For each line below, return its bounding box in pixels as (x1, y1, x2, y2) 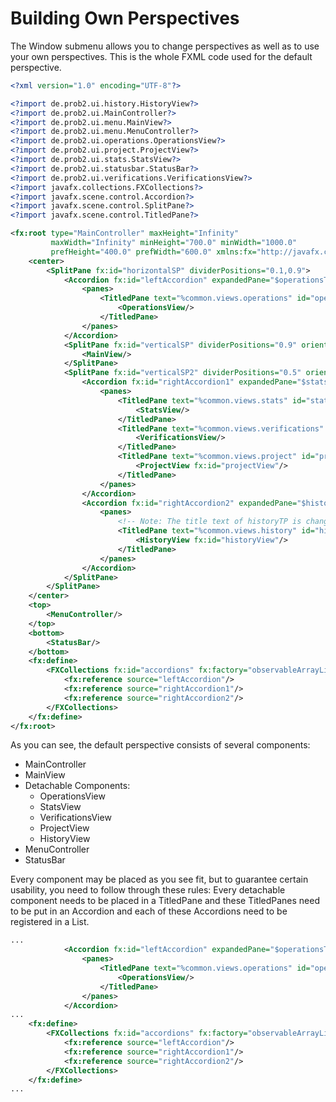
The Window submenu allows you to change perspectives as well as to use (10, 40, 320, 52)
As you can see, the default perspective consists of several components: (10, 739, 311, 751)
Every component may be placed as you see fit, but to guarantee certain (10, 873, 309, 886)
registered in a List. (10, 916, 90, 928)
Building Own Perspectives (10, 7, 240, 30)
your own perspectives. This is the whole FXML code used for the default (10, 50, 313, 62)
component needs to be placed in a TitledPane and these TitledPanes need (10, 895, 321, 907)
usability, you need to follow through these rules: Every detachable (10, 884, 286, 896)
